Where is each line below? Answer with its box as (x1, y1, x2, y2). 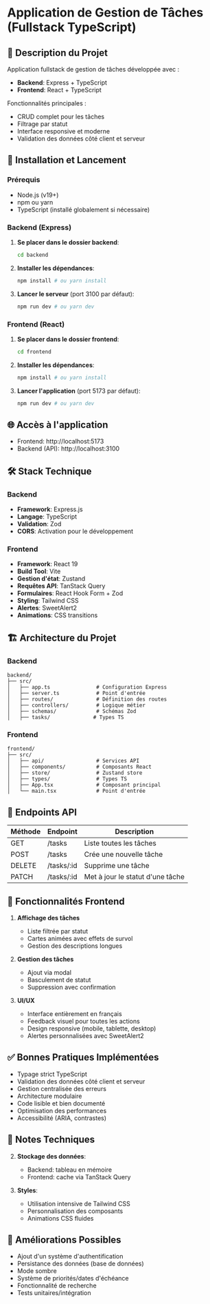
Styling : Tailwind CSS (16, 597, 79, 605)
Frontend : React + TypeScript (16, 86, 102, 94)
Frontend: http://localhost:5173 (16, 437, 104, 446)
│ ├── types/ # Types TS (7, 776, 128, 783)
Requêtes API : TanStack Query (16, 582, 106, 590)
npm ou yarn (16, 198, 54, 206)
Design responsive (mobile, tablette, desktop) (27, 1024, 156, 1033)
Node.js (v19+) (16, 191, 59, 199)
